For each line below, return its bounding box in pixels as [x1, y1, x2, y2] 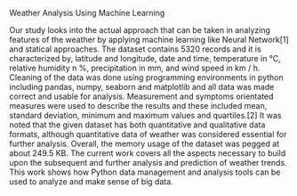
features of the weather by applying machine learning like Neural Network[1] [9, 35, 289, 45]
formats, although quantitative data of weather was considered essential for [9, 129, 287, 139]
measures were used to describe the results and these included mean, [9, 101, 268, 110]
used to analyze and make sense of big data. [9, 176, 173, 186]
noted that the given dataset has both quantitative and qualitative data [9, 119, 266, 130]
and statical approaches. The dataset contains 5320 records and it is [9, 44, 261, 54]
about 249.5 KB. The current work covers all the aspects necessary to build [9, 148, 286, 159]
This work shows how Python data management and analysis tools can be [9, 167, 281, 177]
